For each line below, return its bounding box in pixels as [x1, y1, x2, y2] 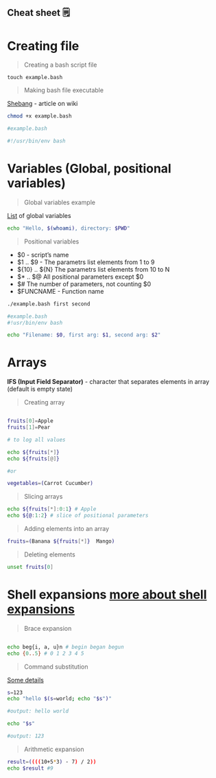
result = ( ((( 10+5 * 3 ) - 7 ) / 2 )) [7, 758, 97, 765]
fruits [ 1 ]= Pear [7, 424, 51, 431]
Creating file [7, 38, 80, 54]
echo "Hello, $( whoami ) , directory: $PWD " [7, 224, 130, 232]
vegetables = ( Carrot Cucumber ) [7, 480, 94, 487]
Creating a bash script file [23, 61, 97, 69]
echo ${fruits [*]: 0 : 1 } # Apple [7, 506, 97, 512]
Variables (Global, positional [7, 161, 171, 177]
